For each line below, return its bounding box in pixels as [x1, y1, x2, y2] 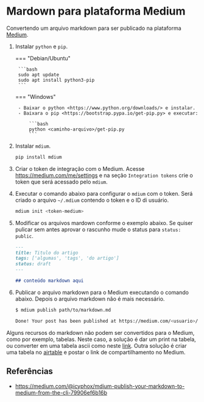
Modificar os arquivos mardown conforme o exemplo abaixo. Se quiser [15, 219, 193, 226]
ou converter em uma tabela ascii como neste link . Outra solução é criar [6, 342, 187, 349]
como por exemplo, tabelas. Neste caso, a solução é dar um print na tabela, [6, 336, 196, 343]
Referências [6, 366, 54, 376]
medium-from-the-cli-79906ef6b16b [15, 389, 108, 396]
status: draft [15, 261, 51, 267]
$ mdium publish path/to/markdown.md [15, 307, 111, 313]
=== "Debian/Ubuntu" [15, 54, 71, 62]
